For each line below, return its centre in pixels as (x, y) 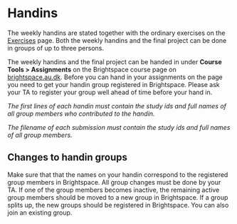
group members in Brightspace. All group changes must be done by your (114, 182)
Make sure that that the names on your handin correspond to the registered (118, 174)
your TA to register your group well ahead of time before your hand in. (110, 92)
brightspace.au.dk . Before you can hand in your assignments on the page (115, 77)
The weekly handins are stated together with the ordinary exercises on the (116, 33)
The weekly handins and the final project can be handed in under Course (115, 61)
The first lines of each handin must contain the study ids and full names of (117, 106)
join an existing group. (40, 213)
